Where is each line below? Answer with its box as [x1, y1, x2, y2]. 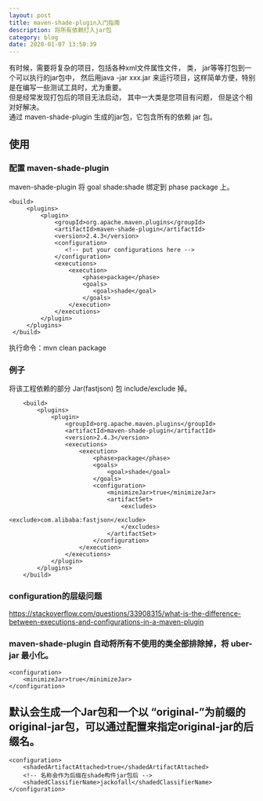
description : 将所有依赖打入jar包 [9, 26, 112, 34]
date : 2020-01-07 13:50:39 [9, 41, 97, 49]
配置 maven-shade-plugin [9, 162, 110, 173]
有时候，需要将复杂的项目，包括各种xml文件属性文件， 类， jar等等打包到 [9, 64, 245, 73]
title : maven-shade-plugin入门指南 [9, 19, 121, 27]
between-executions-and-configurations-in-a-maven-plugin [9, 617, 204, 627]
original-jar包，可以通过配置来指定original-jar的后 [9, 720, 254, 734]
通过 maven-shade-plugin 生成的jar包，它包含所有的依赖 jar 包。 [9, 112, 218, 122]
